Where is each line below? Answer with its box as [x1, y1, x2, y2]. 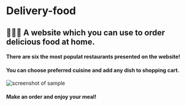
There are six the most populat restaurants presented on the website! [6, 53, 181, 60]
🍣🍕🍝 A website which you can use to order [6, 28, 165, 38]
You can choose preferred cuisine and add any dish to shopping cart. [6, 67, 179, 74]
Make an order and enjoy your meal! [6, 93, 97, 100]
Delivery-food [6, 4, 76, 18]
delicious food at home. [6, 37, 95, 47]
